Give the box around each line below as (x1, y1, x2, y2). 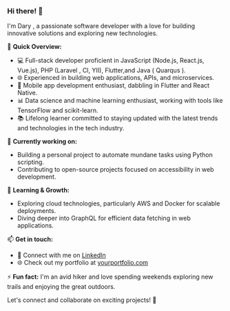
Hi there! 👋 (7, 6, 43, 16)
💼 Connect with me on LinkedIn (17, 251, 107, 259)
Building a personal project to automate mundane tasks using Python (17, 151, 213, 159)
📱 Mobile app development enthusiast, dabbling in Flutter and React (17, 81, 210, 90)
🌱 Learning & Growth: (7, 186, 70, 194)
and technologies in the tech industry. (17, 124, 125, 132)
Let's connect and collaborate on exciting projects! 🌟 (7, 296, 157, 304)
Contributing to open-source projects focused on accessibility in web (17, 165, 215, 174)
